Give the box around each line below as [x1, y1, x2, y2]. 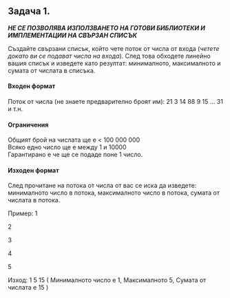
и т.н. [8, 105, 23, 113]
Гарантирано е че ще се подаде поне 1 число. [8, 151, 143, 159]
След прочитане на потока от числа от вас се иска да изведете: [8, 182, 197, 190]
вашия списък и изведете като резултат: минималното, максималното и [8, 58, 221, 67]
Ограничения [8, 120, 49, 129]
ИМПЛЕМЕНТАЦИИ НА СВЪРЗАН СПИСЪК [8, 31, 137, 39]
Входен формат [8, 82, 56, 90]
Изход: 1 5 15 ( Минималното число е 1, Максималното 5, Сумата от [8, 276, 207, 284]
